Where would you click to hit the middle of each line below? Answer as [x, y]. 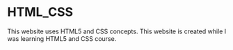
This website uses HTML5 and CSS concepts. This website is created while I [117, 31]
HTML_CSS [40, 12]
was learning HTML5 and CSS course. [62, 38]
